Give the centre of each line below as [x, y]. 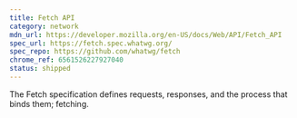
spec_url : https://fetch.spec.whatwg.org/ [91, 43]
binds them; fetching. [49, 103]
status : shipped [40, 69]
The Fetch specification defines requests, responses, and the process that [148, 94]
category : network [44, 26]
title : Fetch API [42, 18]
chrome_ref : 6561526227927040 [67, 60]
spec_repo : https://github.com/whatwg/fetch [95, 52]
